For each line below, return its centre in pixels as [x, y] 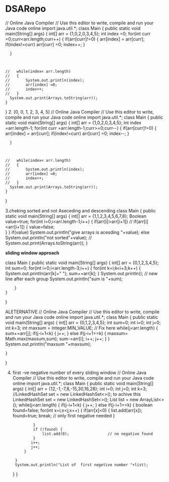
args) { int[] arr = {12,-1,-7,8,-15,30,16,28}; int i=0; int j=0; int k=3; [80, 389]
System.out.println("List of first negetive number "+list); [82, 465]
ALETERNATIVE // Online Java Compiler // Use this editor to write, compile [82, 312]
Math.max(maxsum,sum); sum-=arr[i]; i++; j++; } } [58, 339]
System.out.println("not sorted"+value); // [49, 237]
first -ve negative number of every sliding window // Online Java [79, 373]
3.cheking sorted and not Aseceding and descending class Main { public [81, 210]
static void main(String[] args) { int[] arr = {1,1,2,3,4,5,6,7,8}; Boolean [76, 216]
